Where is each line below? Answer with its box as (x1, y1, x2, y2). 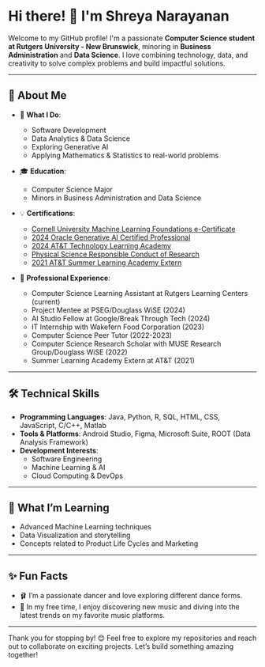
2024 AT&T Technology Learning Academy (31, 241, 172, 250)
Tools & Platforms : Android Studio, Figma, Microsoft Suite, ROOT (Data (19, 429, 251, 438)
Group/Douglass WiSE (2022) (31, 347, 128, 357)
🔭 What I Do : (19, 110, 62, 119)
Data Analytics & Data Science (31, 134, 130, 143)
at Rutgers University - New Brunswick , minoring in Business (8, 41, 211, 51)
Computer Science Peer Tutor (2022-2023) (31, 330, 172, 339)
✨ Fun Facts (8, 569, 69, 582)
